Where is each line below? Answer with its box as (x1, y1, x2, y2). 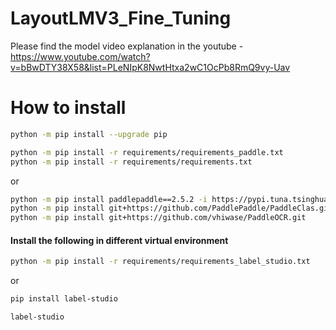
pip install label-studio (10, 294, 118, 304)
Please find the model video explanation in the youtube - (10, 40, 244, 52)
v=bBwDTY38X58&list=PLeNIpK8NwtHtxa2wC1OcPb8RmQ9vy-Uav (10, 61, 291, 73)
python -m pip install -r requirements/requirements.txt (10, 157, 253, 167)
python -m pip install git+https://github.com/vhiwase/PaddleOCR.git (10, 213, 307, 223)
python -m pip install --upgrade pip (10, 129, 168, 139)
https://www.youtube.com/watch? (10, 50, 151, 62)
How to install (10, 97, 127, 119)
